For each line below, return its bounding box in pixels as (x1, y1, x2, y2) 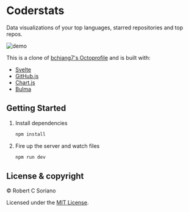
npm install (15, 131, 46, 137)
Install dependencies (15, 119, 68, 126)
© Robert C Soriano (6, 187, 56, 194)
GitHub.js (15, 72, 39, 79)
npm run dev (15, 154, 46, 160)
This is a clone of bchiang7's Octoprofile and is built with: (6, 54, 151, 61)
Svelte (15, 65, 32, 73)
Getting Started (6, 103, 66, 114)
